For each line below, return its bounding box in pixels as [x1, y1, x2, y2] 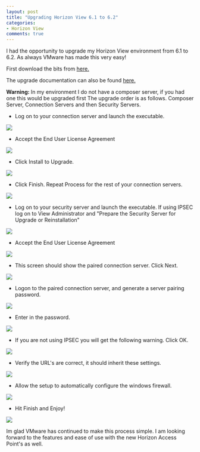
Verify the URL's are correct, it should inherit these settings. [14, 359, 162, 367]
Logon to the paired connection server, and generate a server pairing [14, 285, 185, 292]
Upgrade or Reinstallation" [14, 216, 80, 224]
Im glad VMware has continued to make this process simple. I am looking [6, 428, 186, 435]
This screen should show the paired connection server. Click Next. [14, 262, 179, 269]
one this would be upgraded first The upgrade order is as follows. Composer [6, 95, 194, 102]
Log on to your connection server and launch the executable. [14, 113, 165, 120]
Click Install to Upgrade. [14, 158, 74, 165]
